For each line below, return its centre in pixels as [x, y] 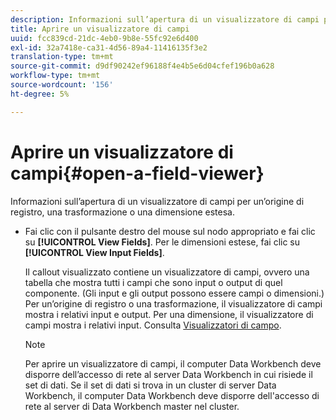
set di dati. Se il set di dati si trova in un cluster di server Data [150, 385]
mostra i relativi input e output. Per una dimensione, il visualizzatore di [169, 314]
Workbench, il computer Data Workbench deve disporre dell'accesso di [172, 395]
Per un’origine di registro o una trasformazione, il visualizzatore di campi [173, 303]
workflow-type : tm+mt [55, 76]
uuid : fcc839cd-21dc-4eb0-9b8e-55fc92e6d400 [104, 38]
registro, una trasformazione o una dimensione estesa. [122, 212]
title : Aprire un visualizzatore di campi [100, 29]
